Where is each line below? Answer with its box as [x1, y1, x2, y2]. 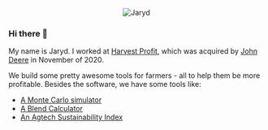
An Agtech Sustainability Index [19, 112, 123, 122]
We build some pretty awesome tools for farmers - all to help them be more [8, 71, 261, 80]
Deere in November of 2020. [8, 55, 104, 65]
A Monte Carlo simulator [19, 95, 102, 105]
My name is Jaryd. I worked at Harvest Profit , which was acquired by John [8, 46, 258, 56]
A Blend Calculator [19, 104, 84, 114]
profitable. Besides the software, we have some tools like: [8, 80, 201, 89]
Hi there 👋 [8, 28, 49, 39]
